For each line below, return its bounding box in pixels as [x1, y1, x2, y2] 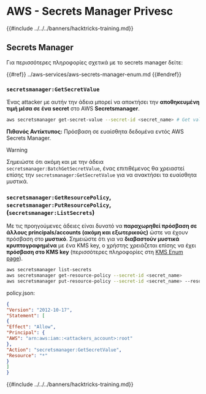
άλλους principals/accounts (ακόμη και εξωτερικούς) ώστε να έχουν [6, 229, 188, 236]
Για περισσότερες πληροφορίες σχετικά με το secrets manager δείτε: [6, 58, 183, 66]
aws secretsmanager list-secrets [6, 267, 92, 273]
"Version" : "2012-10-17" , [6, 307, 72, 313]
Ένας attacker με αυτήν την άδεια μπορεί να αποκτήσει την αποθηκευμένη [6, 98, 200, 106]
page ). [6, 255, 23, 262]
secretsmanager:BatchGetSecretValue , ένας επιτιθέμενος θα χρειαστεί [6, 164, 185, 172]
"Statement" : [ [6, 312, 45, 319]
